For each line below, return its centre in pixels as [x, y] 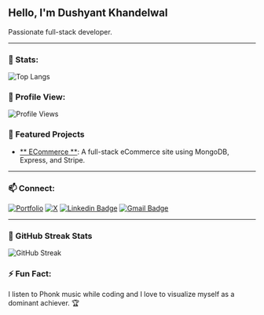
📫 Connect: [31, 188]
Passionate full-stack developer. [60, 31]
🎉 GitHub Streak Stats [50, 236]
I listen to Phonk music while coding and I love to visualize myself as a [121, 294]
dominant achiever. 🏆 [44, 302]
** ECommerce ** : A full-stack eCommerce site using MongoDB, [124, 152]
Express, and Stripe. [52, 159]
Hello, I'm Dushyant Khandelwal [88, 13]
